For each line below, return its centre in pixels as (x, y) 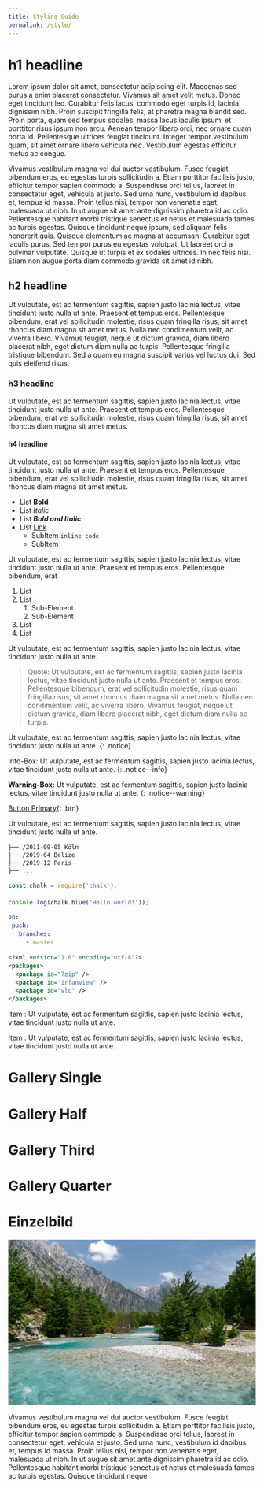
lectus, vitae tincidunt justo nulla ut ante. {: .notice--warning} (107, 792)
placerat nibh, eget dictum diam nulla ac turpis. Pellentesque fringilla (119, 347)
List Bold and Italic (50, 518)
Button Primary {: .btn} (44, 808)
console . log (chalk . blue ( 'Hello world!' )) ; (79, 902)
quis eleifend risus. (39, 363)
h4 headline (28, 444)
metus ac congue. (37, 154)
